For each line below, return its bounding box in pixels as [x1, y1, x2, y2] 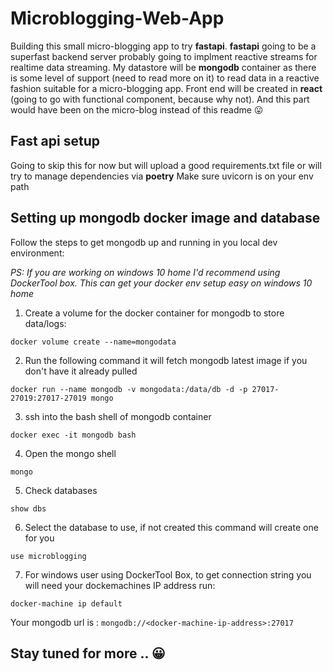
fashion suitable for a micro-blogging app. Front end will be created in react [10, 82, 323, 94]
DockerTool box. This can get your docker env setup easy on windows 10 [10, 277, 313, 289]
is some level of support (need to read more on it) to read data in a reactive [10, 72, 320, 84]
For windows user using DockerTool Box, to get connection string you [24, 568, 312, 581]
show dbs [10, 503, 47, 514]
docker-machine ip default [10, 598, 123, 609]
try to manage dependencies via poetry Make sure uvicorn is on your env [10, 170, 314, 182]
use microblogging [10, 551, 87, 561]
